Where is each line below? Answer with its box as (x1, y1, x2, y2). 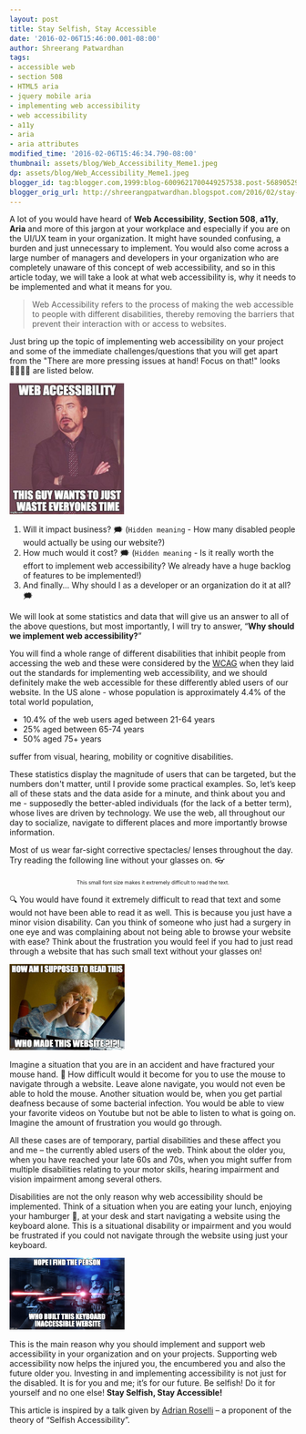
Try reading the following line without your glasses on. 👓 (9, 855, 225, 866)
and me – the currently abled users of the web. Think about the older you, (9, 1144, 286, 1155)
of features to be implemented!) (22, 569, 142, 580)
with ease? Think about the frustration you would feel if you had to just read (9, 936, 293, 947)
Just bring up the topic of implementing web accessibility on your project (9, 336, 284, 347)
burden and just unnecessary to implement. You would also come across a (9, 242, 290, 254)
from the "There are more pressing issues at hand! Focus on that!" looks (9, 355, 280, 366)
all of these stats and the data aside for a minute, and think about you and (9, 788, 286, 799)
